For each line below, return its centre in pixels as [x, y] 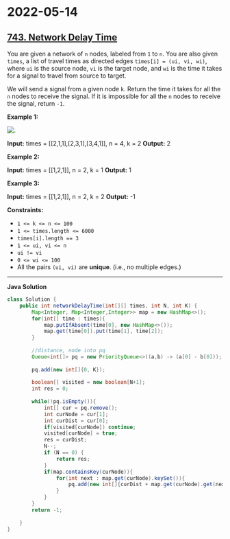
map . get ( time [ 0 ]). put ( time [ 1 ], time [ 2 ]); [104, 331]
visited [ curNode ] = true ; [80, 433]
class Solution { [32, 299]
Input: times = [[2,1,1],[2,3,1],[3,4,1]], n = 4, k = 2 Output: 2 [89, 144]
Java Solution [27, 287]
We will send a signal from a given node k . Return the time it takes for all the [114, 89]
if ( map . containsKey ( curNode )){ [88, 472]
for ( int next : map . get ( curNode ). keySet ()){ [120, 478]
